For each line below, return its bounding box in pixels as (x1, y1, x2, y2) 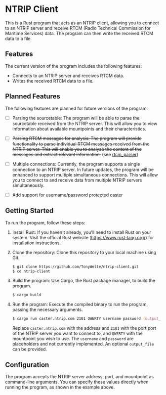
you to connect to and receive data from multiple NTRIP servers (12, 177, 142, 183)
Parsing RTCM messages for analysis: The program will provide (12, 135, 142, 141)
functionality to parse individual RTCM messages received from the (12, 141, 150, 147)
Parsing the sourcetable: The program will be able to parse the (12, 115, 140, 121)
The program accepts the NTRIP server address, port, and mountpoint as (5, 373, 154, 379)
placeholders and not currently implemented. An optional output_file (12, 341, 154, 347)
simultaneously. (12, 182, 44, 188)
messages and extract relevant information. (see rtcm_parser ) (12, 151, 139, 157)
